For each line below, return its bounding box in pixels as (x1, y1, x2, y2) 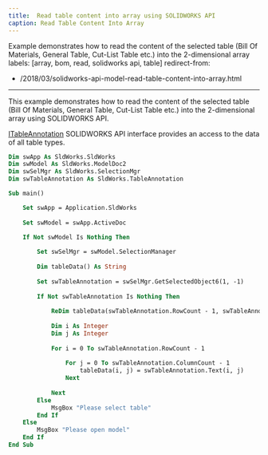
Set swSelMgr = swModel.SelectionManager (37, 248, 177, 256)
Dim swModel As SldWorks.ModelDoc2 (8, 160, 127, 168)
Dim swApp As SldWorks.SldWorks (8, 152, 116, 160)
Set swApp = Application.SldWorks (22, 204, 137, 212)
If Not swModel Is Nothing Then (22, 233, 130, 242)
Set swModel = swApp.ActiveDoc (22, 219, 127, 227)
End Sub (8, 441, 34, 449)
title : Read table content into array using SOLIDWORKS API (8, 11, 216, 20)
